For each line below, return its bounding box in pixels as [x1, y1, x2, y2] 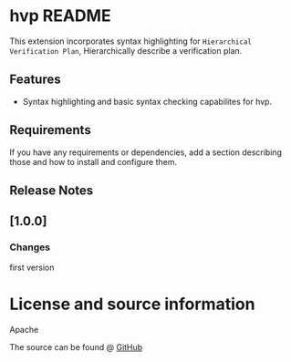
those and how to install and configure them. [9, 156, 178, 167]
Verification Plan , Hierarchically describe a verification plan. [9, 45, 243, 56]
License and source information [9, 294, 255, 315]
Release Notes [9, 182, 94, 198]
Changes [9, 241, 51, 253]
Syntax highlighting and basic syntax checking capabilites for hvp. [22, 96, 272, 107]
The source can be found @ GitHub [9, 341, 143, 352]
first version [9, 262, 55, 273]
